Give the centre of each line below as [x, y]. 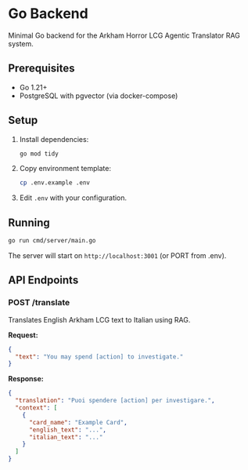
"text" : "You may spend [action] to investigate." [99, 357]
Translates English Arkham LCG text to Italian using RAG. [99, 319]
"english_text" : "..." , [68, 430]
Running [29, 222]
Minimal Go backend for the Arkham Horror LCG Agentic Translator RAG [124, 35]
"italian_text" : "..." [66, 437]
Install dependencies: [54, 139]
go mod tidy [39, 154]
